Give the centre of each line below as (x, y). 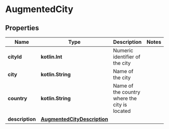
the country (127, 92)
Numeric (123, 50)
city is (120, 105)
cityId (15, 57)
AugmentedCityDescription (74, 119)
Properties (22, 28)
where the (125, 98)
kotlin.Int (51, 57)
